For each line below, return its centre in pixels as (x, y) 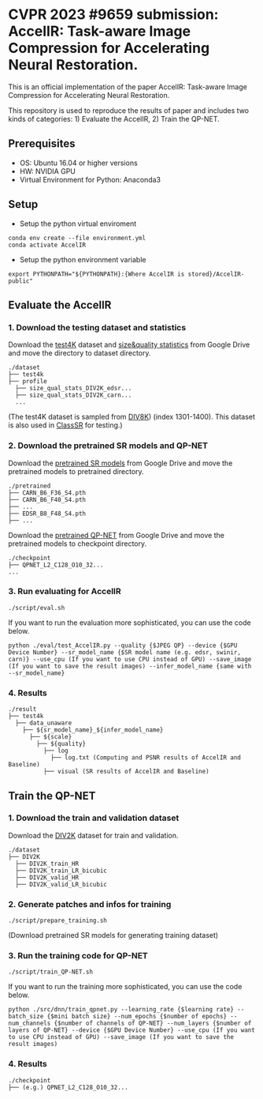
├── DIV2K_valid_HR (47, 877)
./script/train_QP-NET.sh (50, 972)
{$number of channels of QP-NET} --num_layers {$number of (153, 1024)
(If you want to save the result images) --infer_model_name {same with (130, 666)
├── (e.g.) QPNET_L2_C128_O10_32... (68, 1087)
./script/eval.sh (37, 608)
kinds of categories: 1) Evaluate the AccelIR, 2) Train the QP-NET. (114, 119)
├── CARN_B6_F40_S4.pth (47, 499)
